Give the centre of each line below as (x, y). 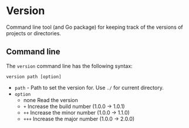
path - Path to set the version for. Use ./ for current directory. (89, 87)
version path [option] (34, 77)
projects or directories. (34, 33)
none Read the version (50, 100)
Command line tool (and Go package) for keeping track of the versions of (95, 27)
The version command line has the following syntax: (70, 66)
